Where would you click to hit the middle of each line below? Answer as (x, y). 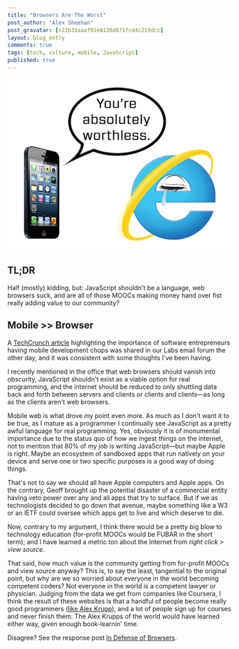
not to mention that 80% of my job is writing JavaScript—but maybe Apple (116, 446)
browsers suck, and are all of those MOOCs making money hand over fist (115, 295)
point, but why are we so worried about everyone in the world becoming (113, 578)
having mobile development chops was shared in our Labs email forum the (117, 350)
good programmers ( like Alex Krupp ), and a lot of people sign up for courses (119, 608)
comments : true (30, 45)
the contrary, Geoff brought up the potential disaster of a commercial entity (117, 490)
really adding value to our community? (63, 302)
